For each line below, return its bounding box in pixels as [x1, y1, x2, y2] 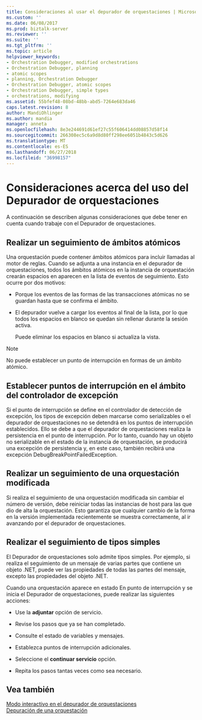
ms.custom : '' [6, 14, 42, 21]
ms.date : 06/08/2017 [6, 20, 58, 26]
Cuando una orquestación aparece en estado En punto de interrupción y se [6, 584, 193, 591]
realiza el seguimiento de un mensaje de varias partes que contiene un [6, 559, 182, 567]
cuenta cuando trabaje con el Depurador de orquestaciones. [6, 220, 156, 227]
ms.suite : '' [6, 37, 39, 43]
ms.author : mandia [6, 115, 52, 121]
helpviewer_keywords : [6, 54, 61, 60]
